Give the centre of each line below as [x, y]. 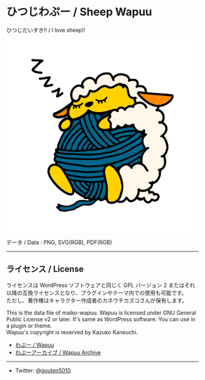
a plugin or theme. [29, 326]
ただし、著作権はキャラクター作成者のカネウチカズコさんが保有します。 [97, 300]
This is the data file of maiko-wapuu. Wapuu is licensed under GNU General [101, 313]
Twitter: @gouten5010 [43, 370]
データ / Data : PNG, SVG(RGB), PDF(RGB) [59, 242]
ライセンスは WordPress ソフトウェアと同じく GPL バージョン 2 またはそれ [101, 285]
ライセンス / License [45, 269]
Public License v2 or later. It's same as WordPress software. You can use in [101, 319]
